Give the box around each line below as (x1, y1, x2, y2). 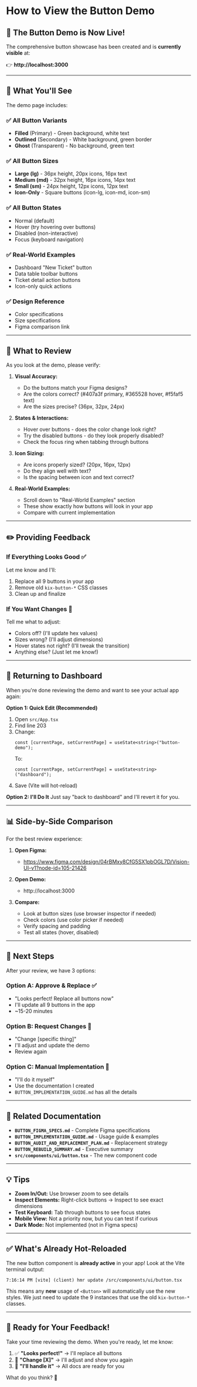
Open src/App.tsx (14, 715, 59, 722)
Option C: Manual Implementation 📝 (6, 1063, 110, 1071)
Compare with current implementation (23, 509, 116, 516)
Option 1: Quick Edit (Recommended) (6, 704, 98, 711)
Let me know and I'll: (6, 566, 56, 573)
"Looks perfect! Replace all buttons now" (14, 995, 114, 1002)
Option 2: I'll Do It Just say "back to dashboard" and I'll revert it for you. (6, 793, 180, 800)
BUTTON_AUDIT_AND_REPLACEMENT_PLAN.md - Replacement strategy (14, 1139, 168, 1146)
